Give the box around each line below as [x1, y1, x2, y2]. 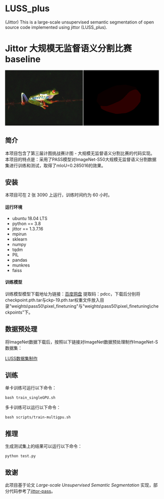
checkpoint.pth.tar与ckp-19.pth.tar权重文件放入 [5, 297, 100, 303]
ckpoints [5, 309, 23, 315]
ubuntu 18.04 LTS [12, 215, 48, 221]
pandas [12, 257, 28, 263]
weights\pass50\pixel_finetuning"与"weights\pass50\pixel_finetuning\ [11, 303, 151, 309]
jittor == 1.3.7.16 [12, 226, 43, 231]
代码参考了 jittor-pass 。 [9, 488, 56, 494]
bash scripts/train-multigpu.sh [5, 415, 71, 420]
